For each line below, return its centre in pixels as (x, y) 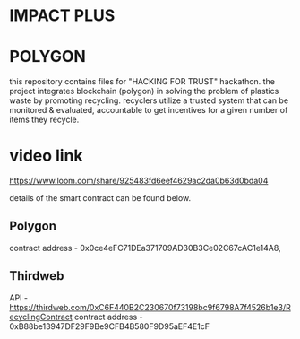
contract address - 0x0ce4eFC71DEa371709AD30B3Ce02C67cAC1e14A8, (145, 248)
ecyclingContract (41, 317)
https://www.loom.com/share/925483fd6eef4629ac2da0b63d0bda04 (139, 181)
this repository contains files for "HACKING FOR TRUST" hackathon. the (142, 82)
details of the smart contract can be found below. (100, 198)
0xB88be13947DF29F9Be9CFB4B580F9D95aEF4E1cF (110, 326)
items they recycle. (44, 120)
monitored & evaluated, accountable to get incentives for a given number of (149, 110)
